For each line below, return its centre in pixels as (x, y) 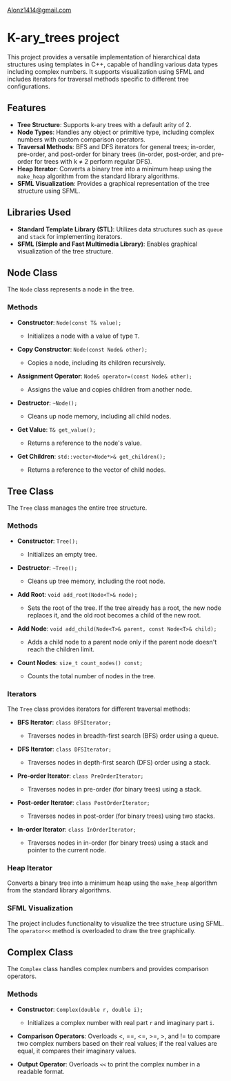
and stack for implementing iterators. (70, 236)
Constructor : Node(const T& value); (69, 322)
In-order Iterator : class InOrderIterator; (77, 830)
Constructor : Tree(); (48, 541)
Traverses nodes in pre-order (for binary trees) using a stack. (114, 790)
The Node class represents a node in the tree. (71, 289)
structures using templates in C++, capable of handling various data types (113, 64)
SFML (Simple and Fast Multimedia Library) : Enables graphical (107, 244)
